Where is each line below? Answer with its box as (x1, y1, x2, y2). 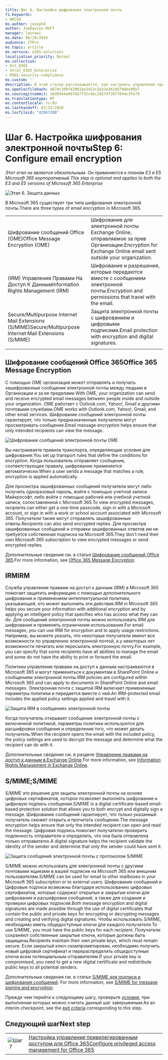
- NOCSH (5, 17, 21, 22)
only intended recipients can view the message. (5, 427, 104, 433)
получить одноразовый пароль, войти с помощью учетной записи (5, 488, 147, 494)
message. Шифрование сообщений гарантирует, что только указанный (5, 812, 156, 818)
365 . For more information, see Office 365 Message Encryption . (5, 557, 136, 563)
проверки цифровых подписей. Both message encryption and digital (5, 900, 147, 906)
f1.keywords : (5, 12, 32, 17)
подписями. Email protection (90, 327, 158, 334)
